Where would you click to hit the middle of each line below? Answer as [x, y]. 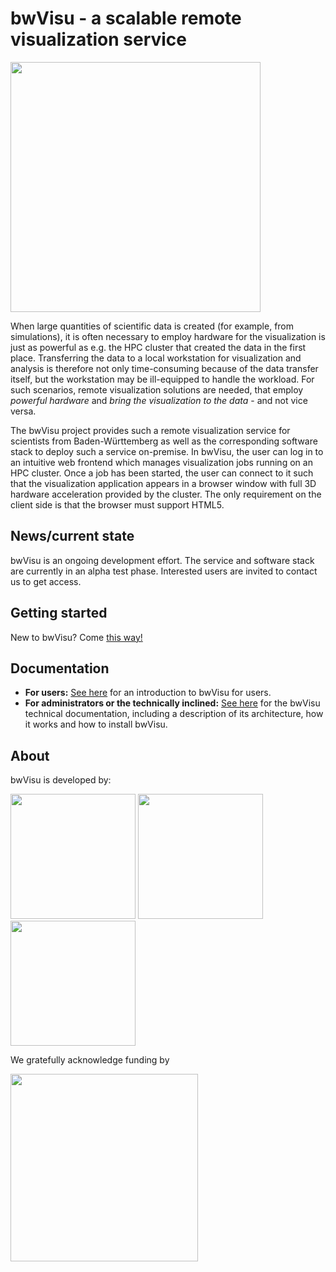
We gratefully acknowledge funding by [90, 1060]
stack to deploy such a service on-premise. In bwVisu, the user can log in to [167, 451]
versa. [23, 411]
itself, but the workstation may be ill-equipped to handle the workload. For [162, 379]
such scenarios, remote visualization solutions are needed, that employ [157, 389]
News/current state [72, 536]
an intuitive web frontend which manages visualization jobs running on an [161, 462]
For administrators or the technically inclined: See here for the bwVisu [172, 703]
